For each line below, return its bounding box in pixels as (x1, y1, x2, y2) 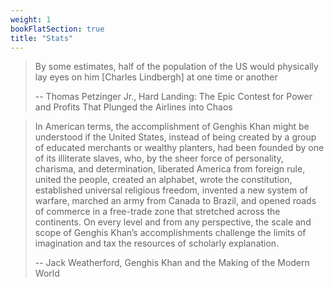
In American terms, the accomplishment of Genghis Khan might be (34, 121, 310, 133)
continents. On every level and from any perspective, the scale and (34, 216, 312, 228)
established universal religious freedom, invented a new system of (34, 184, 308, 196)
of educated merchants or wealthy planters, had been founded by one (34, 142, 325, 154)
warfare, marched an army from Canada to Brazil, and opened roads (34, 195, 317, 207)
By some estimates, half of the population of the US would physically (34, 61, 319, 73)
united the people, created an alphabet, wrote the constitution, (34, 174, 293, 186)
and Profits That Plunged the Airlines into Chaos (34, 101, 233, 113)
